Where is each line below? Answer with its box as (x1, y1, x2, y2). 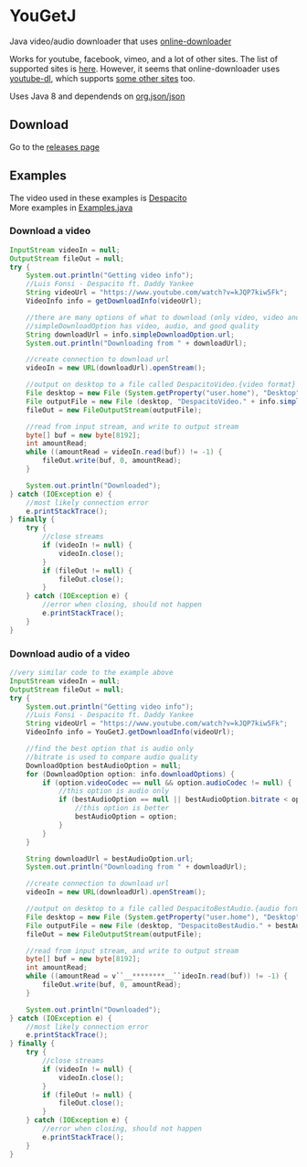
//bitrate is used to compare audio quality (26, 752, 198, 762)
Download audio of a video (9, 647, 131, 659)
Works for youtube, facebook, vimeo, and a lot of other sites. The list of (9, 53, 279, 64)
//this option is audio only (58, 787, 170, 796)
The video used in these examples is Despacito (9, 192, 187, 203)
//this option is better (74, 804, 170, 813)
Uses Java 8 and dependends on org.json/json (9, 91, 185, 102)
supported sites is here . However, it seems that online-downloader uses (9, 63, 281, 74)
